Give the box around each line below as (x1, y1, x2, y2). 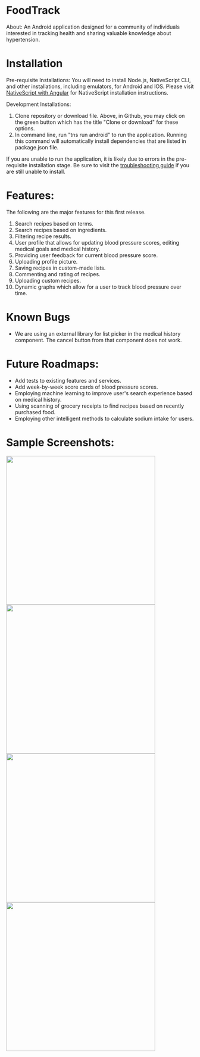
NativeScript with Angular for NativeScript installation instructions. (6, 89, 168, 96)
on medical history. (14, 396, 62, 403)
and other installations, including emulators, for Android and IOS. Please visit (6, 83, 194, 90)
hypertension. (6, 36, 40, 43)
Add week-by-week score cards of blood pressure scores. (14, 383, 158, 390)
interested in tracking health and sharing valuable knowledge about (6, 29, 171, 36)
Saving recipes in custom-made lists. (14, 264, 106, 271)
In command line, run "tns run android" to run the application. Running (14, 131, 187, 138)
